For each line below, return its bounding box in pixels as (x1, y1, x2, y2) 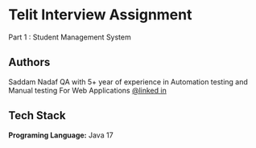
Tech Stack (8, 109, 66, 122)
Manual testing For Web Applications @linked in (8, 85, 167, 95)
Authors (8, 55, 51, 69)
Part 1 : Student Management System (8, 32, 131, 42)
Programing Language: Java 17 (8, 130, 114, 140)
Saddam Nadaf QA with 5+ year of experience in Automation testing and (8, 76, 248, 86)
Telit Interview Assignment (8, 6, 192, 24)
